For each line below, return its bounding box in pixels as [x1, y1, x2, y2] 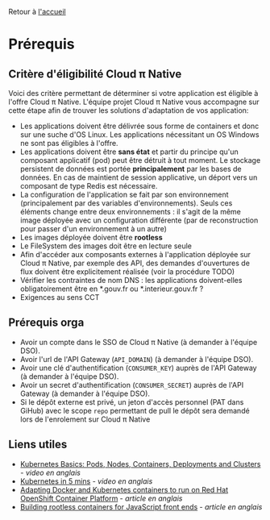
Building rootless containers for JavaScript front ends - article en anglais [19, 501, 263, 511]
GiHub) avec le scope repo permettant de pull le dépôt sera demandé [19, 406, 250, 415]
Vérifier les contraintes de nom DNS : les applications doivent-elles [19, 276, 243, 285]
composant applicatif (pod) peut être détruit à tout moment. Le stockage [19, 156, 261, 164]
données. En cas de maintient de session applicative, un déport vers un [19, 173, 258, 182]
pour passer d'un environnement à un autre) [19, 224, 168, 233]
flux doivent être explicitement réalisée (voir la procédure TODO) [19, 267, 235, 277]
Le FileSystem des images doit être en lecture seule [19, 241, 192, 251]
